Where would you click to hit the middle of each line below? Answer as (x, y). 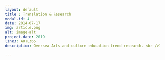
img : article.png (23, 28)
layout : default (22, 10)
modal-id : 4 (17, 19)
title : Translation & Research (38, 14)
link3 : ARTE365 (21, 41)
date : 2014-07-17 (23, 23)
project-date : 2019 (25, 37)
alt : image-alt (21, 32)
